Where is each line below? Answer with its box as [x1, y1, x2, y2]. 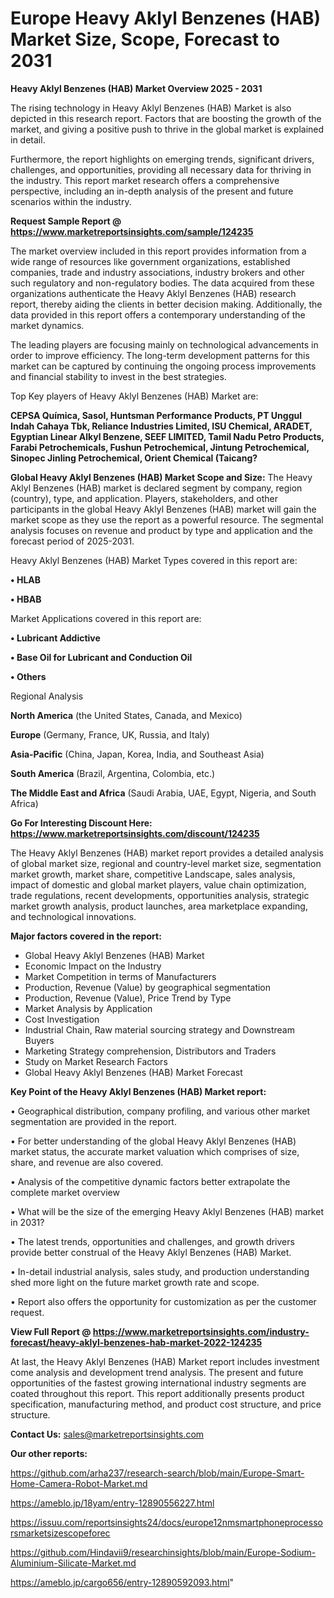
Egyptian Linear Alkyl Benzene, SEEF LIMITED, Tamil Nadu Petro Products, [10, 430, 325, 442]
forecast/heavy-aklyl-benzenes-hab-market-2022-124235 [10, 1336, 263, 1348]
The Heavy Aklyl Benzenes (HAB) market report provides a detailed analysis [10, 847, 324, 859]
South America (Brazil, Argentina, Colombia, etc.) [10, 767, 216, 779]
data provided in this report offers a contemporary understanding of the [10, 308, 306, 321]
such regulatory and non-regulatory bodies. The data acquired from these [10, 277, 315, 289]
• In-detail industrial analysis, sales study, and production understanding [10, 1265, 310, 1277]
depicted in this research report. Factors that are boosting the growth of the [10, 112, 322, 124]
